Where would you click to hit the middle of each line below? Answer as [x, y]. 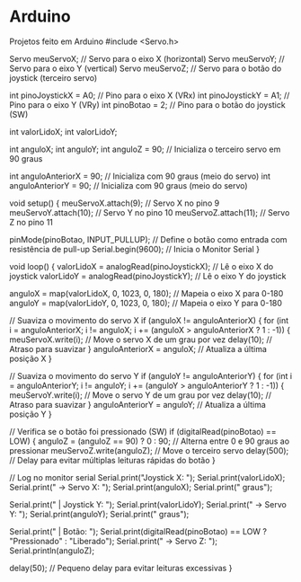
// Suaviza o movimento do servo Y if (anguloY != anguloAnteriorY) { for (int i [151, 375]
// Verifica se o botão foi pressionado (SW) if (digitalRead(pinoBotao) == [143, 431]
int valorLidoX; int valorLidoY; [63, 131]
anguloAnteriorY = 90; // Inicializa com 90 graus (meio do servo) [129, 185]
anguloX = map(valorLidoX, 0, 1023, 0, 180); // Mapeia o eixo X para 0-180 [146, 293]
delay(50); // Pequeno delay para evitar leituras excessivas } [121, 568]
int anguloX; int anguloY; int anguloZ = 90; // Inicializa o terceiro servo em [145, 149]
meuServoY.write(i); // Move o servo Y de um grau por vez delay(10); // [141, 395]
